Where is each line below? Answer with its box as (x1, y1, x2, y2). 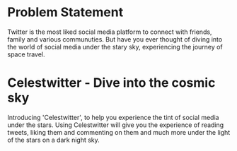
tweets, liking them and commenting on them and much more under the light (7, 128, 231, 136)
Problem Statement (7, 4, 124, 20)
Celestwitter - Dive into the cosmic (7, 75, 216, 91)
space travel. (7, 50, 45, 59)
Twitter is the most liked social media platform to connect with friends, (7, 28, 212, 36)
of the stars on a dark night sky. (7, 135, 100, 144)
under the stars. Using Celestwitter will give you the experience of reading (7, 121, 224, 129)
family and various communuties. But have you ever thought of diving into (7, 35, 223, 43)
